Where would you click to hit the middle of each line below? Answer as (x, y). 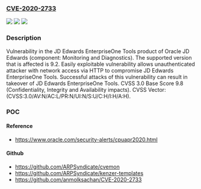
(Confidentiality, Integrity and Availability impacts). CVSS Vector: (86, 89)
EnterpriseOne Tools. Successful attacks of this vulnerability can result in (97, 77)
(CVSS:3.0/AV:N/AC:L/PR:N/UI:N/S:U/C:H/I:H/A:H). (69, 96)
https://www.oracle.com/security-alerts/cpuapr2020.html (86, 139)
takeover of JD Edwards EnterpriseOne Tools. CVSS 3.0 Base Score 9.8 (95, 83)
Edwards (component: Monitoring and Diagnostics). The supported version (99, 57)
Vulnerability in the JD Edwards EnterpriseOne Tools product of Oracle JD (98, 51)
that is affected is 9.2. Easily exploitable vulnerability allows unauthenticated (101, 64)
